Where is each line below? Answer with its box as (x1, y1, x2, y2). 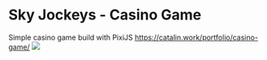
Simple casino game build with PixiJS (8, 32, 134, 42)
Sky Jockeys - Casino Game (8, 6, 201, 24)
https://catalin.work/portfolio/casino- (134, 32, 258, 42)
